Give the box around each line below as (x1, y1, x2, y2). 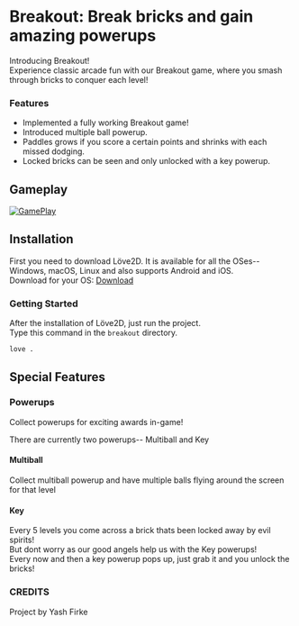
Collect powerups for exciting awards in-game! (9, 416, 184, 427)
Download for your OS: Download (9, 275, 134, 286)
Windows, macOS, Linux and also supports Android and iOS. (9, 265, 234, 276)
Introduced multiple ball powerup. (22, 127, 149, 138)
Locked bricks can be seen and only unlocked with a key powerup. (22, 156, 271, 167)
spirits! (9, 534, 35, 546)
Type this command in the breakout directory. (9, 327, 178, 339)
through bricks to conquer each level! (9, 74, 149, 85)
